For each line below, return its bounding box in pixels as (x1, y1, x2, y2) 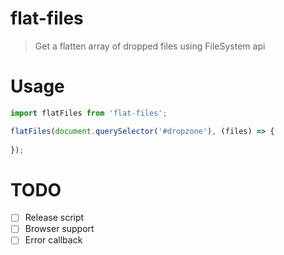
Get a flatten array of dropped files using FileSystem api (34, 40, 266, 52)
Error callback (24, 234, 83, 246)
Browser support (24, 223, 95, 235)
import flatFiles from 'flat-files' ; (10, 108, 168, 118)
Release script (24, 212, 85, 224)
